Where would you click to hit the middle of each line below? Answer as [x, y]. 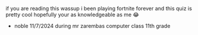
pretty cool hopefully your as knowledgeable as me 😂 [72, 15]
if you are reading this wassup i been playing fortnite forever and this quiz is [99, 8]
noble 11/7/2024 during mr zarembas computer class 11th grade [92, 26]
